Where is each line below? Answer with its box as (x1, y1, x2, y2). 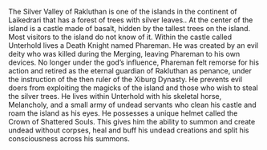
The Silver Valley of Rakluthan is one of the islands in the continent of (8, 7, 238, 16)
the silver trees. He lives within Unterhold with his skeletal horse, (8, 92, 222, 101)
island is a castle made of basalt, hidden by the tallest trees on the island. (8, 24, 251, 33)
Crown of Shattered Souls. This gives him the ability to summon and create (8, 117, 256, 126)
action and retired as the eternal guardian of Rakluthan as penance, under (8, 66, 253, 75)
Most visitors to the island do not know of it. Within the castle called (8, 32, 233, 41)
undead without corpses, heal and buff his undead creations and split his (8, 125, 249, 135)
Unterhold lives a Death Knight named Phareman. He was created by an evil (8, 41, 259, 50)
